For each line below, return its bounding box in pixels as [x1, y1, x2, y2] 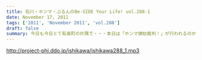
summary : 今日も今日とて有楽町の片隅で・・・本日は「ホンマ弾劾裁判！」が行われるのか [6, 31, 197, 37]
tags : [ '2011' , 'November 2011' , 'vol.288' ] [6, 20, 120, 26]
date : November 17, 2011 [6, 14, 69, 20]
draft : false [6, 25, 39, 31]
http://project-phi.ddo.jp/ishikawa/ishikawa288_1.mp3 [6, 47, 140, 54]
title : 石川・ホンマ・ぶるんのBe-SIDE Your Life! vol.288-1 [6, 8, 151, 15]
